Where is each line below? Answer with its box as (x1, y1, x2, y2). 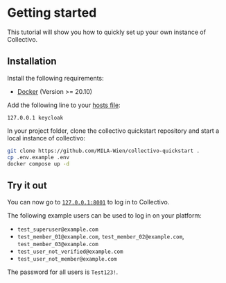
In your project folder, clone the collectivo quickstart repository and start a (7, 127, 220, 135)
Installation (7, 56, 57, 67)
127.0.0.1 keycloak (7, 114, 64, 121)
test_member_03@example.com (17, 241, 98, 248)
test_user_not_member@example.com (17, 256, 117, 263)
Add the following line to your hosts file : (7, 101, 121, 109)
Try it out (7, 179, 47, 191)
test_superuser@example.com (17, 226, 98, 234)
